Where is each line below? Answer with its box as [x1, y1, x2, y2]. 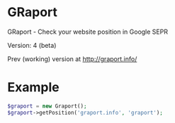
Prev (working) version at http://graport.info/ [7, 54, 137, 63]
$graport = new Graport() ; [7, 103, 87, 110]
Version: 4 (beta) [7, 41, 57, 49]
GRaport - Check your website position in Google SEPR [7, 27, 169, 36]
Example [7, 79, 60, 96]
